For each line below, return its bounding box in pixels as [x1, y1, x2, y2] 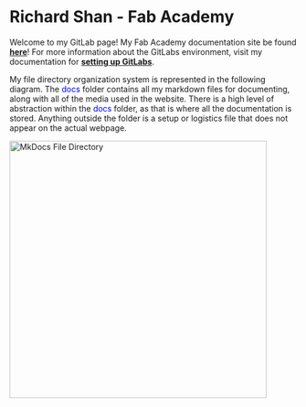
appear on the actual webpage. [9, 122, 128, 134]
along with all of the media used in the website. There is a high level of [9, 93, 275, 104]
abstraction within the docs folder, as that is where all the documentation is [9, 102, 292, 113]
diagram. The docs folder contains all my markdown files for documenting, [9, 83, 290, 94]
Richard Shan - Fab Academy [9, 6, 235, 27]
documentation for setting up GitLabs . [9, 56, 155, 67]
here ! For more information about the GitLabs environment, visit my [9, 46, 263, 57]
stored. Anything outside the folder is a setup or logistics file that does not [9, 112, 289, 123]
